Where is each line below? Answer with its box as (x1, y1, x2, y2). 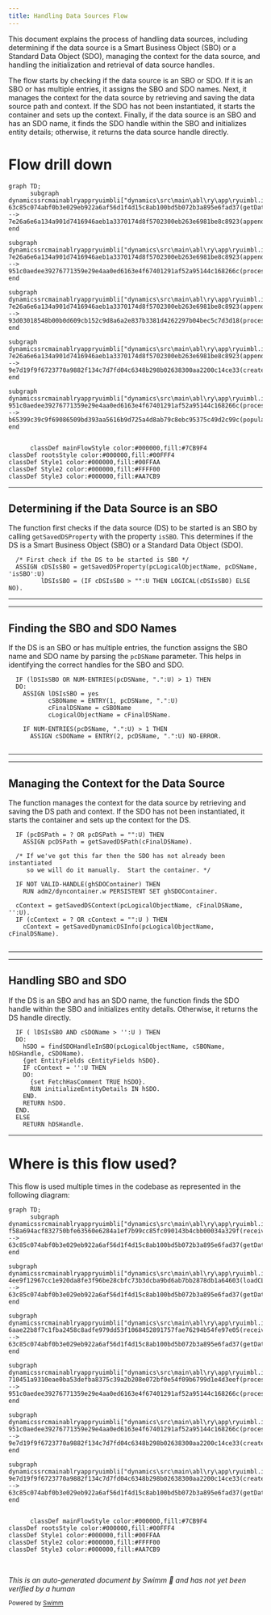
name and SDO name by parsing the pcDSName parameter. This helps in (8, 652, 242, 662)
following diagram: (8, 1190, 70, 1199)
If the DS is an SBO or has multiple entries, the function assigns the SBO (8, 643, 248, 653)
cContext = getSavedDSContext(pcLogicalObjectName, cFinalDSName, (15, 902, 244, 910)
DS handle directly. (8, 1013, 71, 1022)
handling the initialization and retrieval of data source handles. (8, 60, 215, 70)
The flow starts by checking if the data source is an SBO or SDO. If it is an (8, 75, 253, 85)
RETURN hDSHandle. (23, 1120, 85, 1128)
